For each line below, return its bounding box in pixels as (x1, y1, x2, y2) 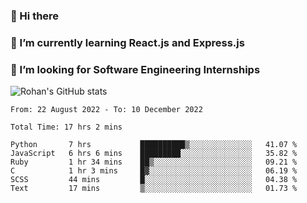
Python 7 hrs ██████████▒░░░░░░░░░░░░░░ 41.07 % (10, 140, 298, 150)
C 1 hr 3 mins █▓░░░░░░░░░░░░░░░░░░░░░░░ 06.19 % (10, 166, 298, 176)
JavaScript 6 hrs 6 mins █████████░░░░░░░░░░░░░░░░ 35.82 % (10, 149, 298, 159)
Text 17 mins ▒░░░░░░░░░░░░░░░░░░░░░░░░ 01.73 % (10, 184, 298, 194)
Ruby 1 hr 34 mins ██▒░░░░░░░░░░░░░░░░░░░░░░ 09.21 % (10, 157, 298, 168)
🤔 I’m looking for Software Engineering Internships (10, 62, 261, 76)
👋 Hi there (10, 9, 60, 23)
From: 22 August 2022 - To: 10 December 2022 (10, 105, 203, 115)
